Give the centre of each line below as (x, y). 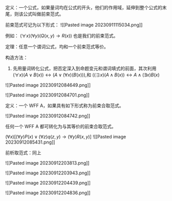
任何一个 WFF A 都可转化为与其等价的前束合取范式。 (61, 126)
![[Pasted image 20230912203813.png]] (47, 163)
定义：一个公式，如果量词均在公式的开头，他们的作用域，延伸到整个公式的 (84, 7)
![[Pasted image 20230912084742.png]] (48, 116)
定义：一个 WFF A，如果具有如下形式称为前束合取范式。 (64, 106)
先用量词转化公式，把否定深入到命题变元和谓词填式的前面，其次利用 (84, 68)
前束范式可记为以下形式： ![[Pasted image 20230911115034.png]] (74, 25)
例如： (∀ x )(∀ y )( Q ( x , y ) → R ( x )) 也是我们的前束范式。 (62, 36)
